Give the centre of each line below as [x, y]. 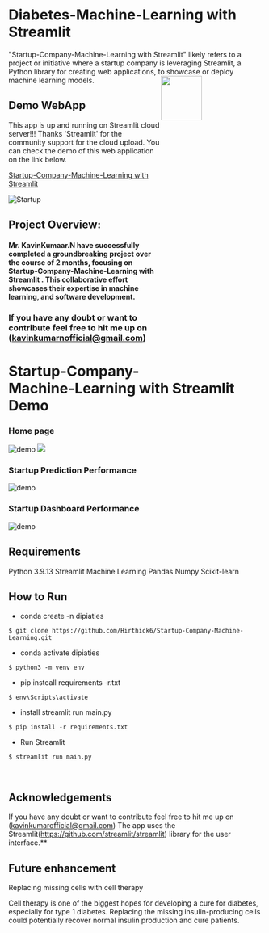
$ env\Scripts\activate [48, 698]
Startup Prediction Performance [73, 470]
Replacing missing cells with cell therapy [76, 887]
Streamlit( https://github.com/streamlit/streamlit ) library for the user [120, 834]
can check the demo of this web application [81, 150]
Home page [32, 431]
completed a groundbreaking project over [80, 254]
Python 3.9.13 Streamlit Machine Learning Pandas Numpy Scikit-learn [124, 571]
